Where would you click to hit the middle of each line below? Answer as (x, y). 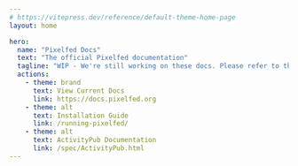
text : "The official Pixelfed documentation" (103, 58)
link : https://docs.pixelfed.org (94, 99)
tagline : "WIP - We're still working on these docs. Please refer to (148, 66)
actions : (33, 75)
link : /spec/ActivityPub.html (88, 148)
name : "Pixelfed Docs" (59, 49)
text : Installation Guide (80, 116)
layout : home (33, 26)
